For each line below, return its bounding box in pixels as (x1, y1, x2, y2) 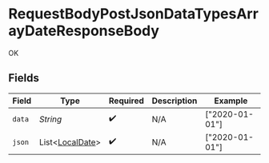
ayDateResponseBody (8, 22, 160, 40)
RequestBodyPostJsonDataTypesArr (8, 5, 259, 23)
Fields (8, 71, 40, 85)
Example (214, 95, 248, 106)
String (38, 113, 62, 125)
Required (108, 95, 144, 106)
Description (151, 95, 198, 106)
